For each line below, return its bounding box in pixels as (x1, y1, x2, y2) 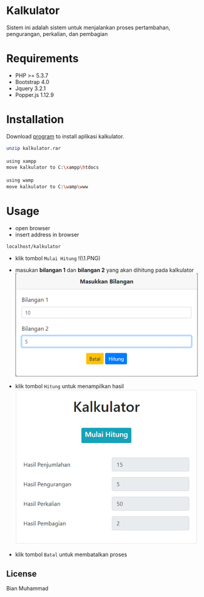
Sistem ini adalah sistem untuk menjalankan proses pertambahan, (6, 24, 171, 31)
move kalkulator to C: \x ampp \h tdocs (6, 164, 99, 171)
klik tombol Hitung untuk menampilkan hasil (15, 382, 124, 390)
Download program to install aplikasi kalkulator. (6, 132, 124, 140)
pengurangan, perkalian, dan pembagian (6, 30, 108, 37)
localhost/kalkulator (6, 243, 61, 250)
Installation (6, 113, 64, 127)
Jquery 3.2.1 (15, 85, 46, 92)
